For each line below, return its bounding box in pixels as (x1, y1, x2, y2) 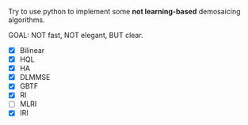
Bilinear (19, 46, 45, 55)
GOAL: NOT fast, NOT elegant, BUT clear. (8, 31, 144, 40)
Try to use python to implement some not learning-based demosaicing (8, 7, 241, 16)
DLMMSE (19, 73, 51, 82)
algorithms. (8, 15, 45, 25)
